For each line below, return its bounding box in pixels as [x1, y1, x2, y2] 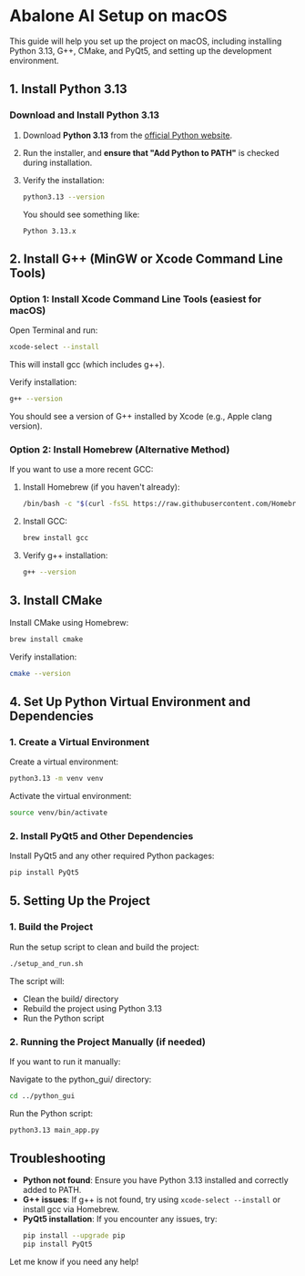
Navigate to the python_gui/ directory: [9, 1074, 152, 1084]
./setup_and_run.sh [9, 959, 84, 968]
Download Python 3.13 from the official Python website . [22, 130, 233, 140]
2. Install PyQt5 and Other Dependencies [9, 829, 194, 842]
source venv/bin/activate [9, 808, 107, 817]
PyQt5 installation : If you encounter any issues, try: [22, 1214, 218, 1225]
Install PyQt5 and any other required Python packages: [9, 850, 215, 862]
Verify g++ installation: [22, 549, 108, 561]
